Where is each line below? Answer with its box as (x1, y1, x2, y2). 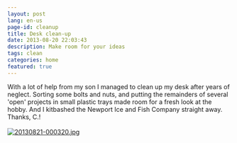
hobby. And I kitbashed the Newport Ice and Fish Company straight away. (7, 105, 223, 113)
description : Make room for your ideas (7, 43, 126, 50)
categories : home (7, 57, 59, 64)
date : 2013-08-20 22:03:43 (7, 37, 87, 44)
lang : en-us (7, 17, 43, 24)
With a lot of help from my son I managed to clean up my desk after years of (7, 82, 231, 91)
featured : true (7, 63, 53, 70)
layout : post (7, 10, 46, 18)
